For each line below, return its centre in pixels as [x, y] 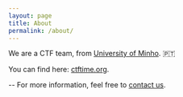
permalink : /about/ [41, 30]
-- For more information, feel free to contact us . [87, 85]
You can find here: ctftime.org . [59, 70]
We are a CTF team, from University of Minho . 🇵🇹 [92, 54]
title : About [30, 23]
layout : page [30, 16]
